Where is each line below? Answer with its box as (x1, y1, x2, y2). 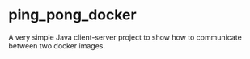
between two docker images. (8, 40, 105, 50)
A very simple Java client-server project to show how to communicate (8, 32, 243, 42)
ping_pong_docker (8, 6, 137, 24)
